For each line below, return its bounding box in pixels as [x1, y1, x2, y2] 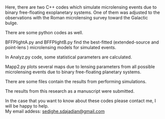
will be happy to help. [5, 103, 49, 109]
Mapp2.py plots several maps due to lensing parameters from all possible [5, 64, 155, 69]
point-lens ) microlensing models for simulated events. [5, 45, 116, 50]
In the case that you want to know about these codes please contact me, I [5, 98, 156, 104]
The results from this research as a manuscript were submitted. [5, 88, 135, 94]
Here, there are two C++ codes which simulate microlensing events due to [5, 4, 157, 10]
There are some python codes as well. [5, 30, 83, 35]
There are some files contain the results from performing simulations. [5, 79, 147, 84]
